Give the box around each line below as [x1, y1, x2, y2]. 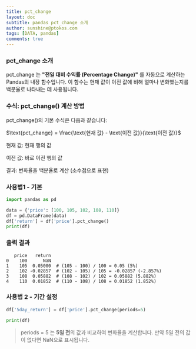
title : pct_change [6, 8, 51, 15]
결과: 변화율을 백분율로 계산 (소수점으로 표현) [6, 166, 109, 174]
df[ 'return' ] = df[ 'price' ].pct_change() [6, 218, 109, 224]
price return [14, 252, 51, 258]
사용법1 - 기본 [6, 183, 42, 191]
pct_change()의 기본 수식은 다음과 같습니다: [6, 116, 108, 124]
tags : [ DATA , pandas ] [6, 31, 59, 37]
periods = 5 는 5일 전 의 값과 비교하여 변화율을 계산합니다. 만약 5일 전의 [20, 328, 185, 336]
